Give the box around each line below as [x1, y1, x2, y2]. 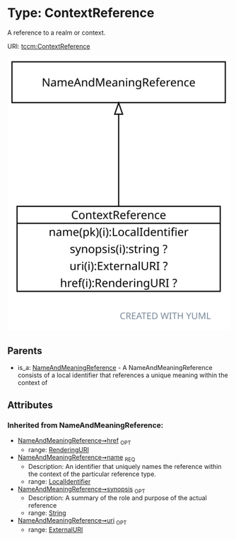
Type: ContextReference [7, 5, 155, 21]
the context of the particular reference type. [28, 470, 157, 478]
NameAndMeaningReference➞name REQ [17, 453, 136, 463]
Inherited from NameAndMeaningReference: [7, 420, 164, 430]
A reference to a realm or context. [7, 28, 106, 37]
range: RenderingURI [28, 445, 90, 453]
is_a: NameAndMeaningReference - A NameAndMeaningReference [17, 364, 213, 372]
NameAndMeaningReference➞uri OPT [17, 516, 127, 527]
